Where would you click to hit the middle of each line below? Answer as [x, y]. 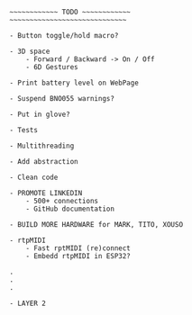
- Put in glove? [40, 114]
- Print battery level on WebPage [74, 83]
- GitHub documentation [70, 209]
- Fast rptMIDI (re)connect [78, 248]
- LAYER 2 [28, 303]
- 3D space [30, 51]
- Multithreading [42, 146]
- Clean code [34, 177]
